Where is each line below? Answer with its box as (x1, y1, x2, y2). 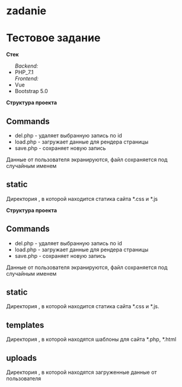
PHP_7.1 (14, 69, 34, 76)
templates (6, 320, 44, 330)
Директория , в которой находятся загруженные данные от (6, 369, 157, 376)
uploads (6, 353, 37, 363)
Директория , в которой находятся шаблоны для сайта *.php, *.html (6, 336, 177, 343)
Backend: (14, 62, 39, 69)
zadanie (6, 4, 46, 18)
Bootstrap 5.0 (14, 88, 49, 95)
